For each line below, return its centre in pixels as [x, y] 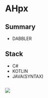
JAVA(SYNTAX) [28, 76]
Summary [20, 27]
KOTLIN [20, 71]
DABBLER [22, 38]
